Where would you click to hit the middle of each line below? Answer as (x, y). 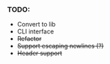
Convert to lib (36, 25)
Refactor (29, 39)
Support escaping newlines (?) (60, 46)
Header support (40, 53)
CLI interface (35, 31)
